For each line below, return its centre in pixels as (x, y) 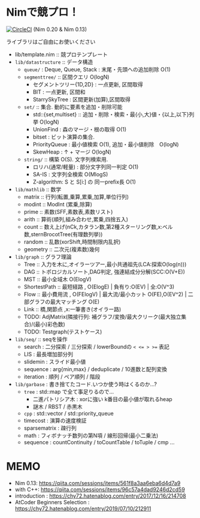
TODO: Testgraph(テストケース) (63, 332)
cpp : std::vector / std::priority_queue (69, 413)
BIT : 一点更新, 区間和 (59, 92)
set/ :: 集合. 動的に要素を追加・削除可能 (73, 107)
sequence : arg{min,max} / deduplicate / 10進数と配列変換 (96, 369)
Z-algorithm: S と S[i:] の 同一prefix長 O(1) (84, 182)
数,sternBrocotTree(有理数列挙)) (63, 234)
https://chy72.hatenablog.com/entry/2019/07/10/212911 (83, 508)
